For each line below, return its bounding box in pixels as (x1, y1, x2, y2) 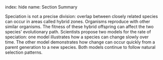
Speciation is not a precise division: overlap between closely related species (5, 14, 158, 19)
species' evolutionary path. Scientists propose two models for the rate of (5, 29, 151, 34)
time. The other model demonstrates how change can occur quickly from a (5, 39, 155, 45)
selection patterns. (5, 49, 43, 55)
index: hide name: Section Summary (5, 4, 78, 10)
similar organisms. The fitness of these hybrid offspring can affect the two (5, 24, 154, 30)
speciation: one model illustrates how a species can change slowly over (5, 34, 149, 40)
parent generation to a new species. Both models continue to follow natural (5, 45, 156, 50)
